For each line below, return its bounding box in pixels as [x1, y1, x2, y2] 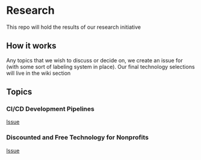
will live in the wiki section [6, 70, 71, 77]
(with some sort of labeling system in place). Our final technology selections [6, 63, 195, 70]
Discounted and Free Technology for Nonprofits [6, 133, 149, 141]
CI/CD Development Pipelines [6, 105, 94, 113]
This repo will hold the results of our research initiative [6, 23, 141, 31]
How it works [6, 41, 57, 51]
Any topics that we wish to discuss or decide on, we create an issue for [6, 56, 183, 64]
